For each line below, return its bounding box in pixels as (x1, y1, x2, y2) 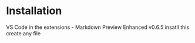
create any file (6, 29, 41, 37)
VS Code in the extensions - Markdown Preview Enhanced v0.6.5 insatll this (6, 24, 190, 31)
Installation (6, 4, 62, 18)
